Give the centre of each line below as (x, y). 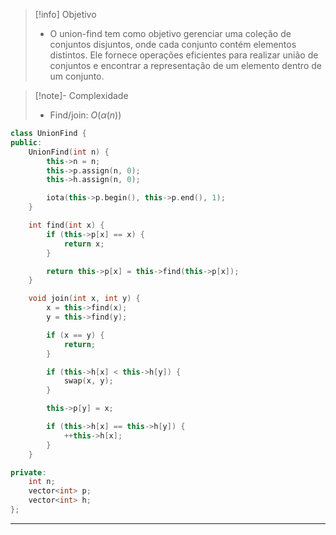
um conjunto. (77, 76)
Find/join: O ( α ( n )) (85, 115)
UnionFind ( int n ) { (69, 152)
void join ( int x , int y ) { (84, 299)
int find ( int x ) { (66, 225)
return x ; (84, 244)
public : (26, 142)
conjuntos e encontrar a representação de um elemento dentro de (185, 65)
